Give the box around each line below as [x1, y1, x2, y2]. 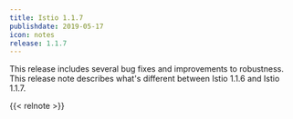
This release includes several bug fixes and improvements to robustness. [9, 64, 285, 74]
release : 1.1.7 [9, 38, 68, 48]
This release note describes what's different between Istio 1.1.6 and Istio [9, 74, 280, 84]
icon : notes [9, 30, 55, 39]
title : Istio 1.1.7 [9, 13, 84, 23]
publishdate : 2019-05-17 [9, 22, 104, 31]
